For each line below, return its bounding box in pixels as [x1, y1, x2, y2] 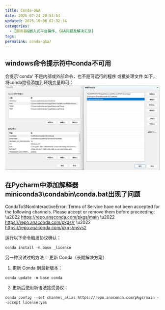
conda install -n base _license [5, 245, 71, 250]
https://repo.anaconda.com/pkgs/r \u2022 [5, 219, 91, 225]
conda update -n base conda [5, 275, 63, 280]
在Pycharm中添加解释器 [5, 181, 79, 189]
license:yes [23, 300, 48, 305]
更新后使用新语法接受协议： [12, 284, 69, 290]
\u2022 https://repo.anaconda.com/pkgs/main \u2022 [5, 214, 115, 220]
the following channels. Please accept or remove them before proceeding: [5, 208, 155, 214]
